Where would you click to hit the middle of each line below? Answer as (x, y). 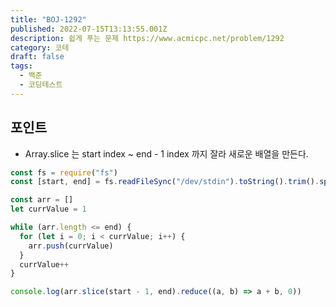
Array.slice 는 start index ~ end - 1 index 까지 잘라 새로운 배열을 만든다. (166, 153)
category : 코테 (40, 47)
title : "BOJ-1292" (48, 19)
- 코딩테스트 (41, 85)
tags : (21, 66)
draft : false (37, 57)
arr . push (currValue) (71, 246)
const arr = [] (42, 200)
